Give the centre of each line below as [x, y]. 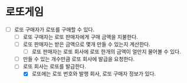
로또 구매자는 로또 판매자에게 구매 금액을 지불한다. [80, 37]
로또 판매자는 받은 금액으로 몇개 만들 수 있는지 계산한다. [87, 44]
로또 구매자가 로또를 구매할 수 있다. [54, 29]
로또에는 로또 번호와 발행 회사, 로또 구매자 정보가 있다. [94, 74]
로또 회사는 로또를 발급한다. [54, 67]
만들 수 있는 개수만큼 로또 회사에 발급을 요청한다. [79, 59]
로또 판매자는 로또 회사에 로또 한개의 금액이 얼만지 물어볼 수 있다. [106, 52]
